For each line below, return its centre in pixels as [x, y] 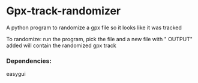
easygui [16, 74]
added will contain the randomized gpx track [61, 45]
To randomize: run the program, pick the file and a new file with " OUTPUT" [100, 39]
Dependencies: [29, 61]
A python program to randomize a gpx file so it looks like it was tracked [94, 27]
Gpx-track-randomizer [64, 11]
